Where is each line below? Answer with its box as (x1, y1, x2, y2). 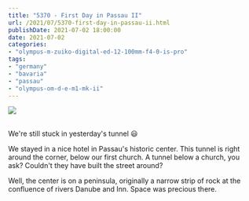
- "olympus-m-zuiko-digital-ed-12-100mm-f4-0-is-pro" (8, 48, 189, 56)
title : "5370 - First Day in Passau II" (8, 11, 143, 20)
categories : (8, 41, 47, 49)
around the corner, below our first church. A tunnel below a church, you (8, 152, 240, 162)
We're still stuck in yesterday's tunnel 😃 (8, 129, 138, 138)
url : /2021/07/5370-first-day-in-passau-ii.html (8, 19, 170, 27)
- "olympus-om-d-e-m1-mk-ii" (8, 84, 104, 93)
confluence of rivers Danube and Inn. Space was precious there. (8, 185, 218, 194)
